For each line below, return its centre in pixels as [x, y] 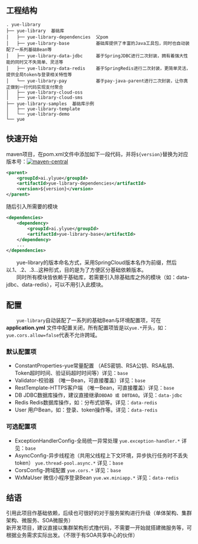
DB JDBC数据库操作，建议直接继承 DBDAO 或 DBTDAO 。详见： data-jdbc [98, 395]
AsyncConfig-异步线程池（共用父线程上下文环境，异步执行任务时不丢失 [101, 455]
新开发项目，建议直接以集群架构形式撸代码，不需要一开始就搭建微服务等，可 [99, 528]
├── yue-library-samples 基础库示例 [50, 104]
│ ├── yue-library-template [43, 109]
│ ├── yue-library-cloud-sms [44, 97]
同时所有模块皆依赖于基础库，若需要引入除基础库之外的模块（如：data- [103, 277]
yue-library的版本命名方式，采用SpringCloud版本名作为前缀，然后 [96, 263]
